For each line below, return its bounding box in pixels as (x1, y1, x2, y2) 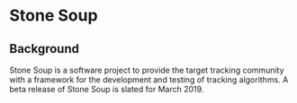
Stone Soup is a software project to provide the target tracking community (9, 64, 285, 75)
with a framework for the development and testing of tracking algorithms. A (9, 74, 289, 85)
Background (9, 41, 79, 56)
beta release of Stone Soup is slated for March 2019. (9, 84, 204, 94)
